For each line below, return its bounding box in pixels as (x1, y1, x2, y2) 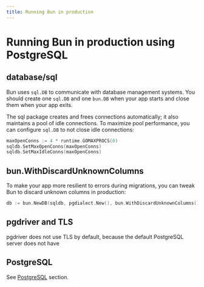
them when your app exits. (6, 101, 73, 108)
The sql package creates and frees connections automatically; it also (6, 113, 179, 120)
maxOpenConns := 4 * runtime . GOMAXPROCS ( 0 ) (6, 137, 118, 143)
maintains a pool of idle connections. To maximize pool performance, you (6, 119, 190, 126)
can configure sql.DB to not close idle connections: (6, 126, 135, 133)
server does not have (6, 240, 59, 247)
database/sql (6, 72, 58, 83)
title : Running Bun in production (6, 9, 94, 15)
